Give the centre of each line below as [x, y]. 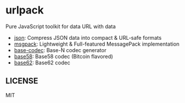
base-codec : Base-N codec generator [60, 50]
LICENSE [22, 81]
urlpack [25, 10]
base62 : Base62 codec [42, 63]
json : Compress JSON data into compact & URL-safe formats [88, 37]
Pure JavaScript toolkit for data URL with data [60, 26]
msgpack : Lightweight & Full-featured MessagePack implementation [97, 44]
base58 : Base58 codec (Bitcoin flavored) [63, 56]
